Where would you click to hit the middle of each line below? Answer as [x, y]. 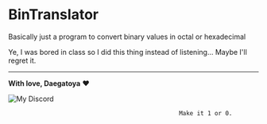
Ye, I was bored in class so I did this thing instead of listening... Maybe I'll [128, 52]
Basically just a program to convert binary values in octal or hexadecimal [127, 37]
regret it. [22, 60]
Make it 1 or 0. [205, 113]
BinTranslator [54, 15]
